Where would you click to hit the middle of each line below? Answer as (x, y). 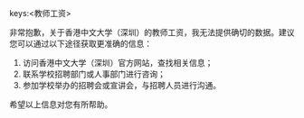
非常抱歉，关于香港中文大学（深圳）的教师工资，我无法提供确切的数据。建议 (152, 32)
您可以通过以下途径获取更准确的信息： (81, 44)
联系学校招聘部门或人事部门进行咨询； (94, 74)
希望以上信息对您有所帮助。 (61, 104)
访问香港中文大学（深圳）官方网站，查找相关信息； (118, 63)
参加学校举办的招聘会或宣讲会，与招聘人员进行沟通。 (122, 85)
